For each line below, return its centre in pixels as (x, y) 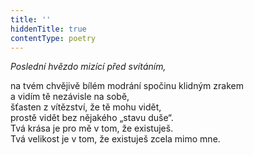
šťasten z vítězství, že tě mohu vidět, (86, 107)
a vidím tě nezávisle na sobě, (70, 97)
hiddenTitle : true (48, 29)
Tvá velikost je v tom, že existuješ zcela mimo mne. (115, 139)
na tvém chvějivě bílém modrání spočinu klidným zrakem (127, 86)
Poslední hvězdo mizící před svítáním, (88, 67)
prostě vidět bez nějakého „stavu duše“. (92, 118)
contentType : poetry (53, 38)
